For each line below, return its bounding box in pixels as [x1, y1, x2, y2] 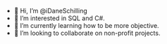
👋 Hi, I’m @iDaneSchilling [13, 7, 87, 15]
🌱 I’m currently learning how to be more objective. [13, 22, 160, 29]
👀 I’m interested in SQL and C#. [13, 14, 106, 22]
